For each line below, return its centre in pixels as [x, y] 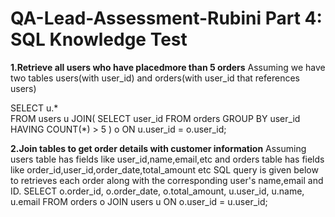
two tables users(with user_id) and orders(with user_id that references [155, 78]
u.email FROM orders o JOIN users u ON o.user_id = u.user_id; [139, 201]
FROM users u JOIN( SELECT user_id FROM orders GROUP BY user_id [155, 118]
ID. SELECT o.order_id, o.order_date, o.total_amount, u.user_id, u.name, [157, 191]
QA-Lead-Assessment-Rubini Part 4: [166, 18]
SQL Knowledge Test [99, 39]
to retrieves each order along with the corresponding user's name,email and [167, 180]
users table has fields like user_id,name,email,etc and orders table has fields [167, 159]
